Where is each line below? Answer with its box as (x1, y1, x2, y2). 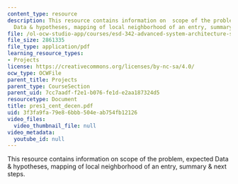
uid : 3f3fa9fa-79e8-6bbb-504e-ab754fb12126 (7, 109, 138, 116)
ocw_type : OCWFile (7, 69, 62, 76)
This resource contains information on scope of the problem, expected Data (7, 155, 229, 163)
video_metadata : (7, 129, 55, 136)
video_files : (7, 115, 46, 122)
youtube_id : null (13, 135, 65, 142)
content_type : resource (7, 10, 78, 18)
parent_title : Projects (7, 76, 78, 84)
